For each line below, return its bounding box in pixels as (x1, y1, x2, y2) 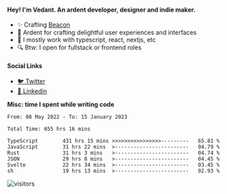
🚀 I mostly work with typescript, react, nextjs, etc (17, 36, 156, 44)
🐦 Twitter (17, 77, 46, 86)
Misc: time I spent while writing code (7, 100, 115, 109)
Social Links (7, 62, 43, 70)
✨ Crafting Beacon (17, 21, 71, 29)
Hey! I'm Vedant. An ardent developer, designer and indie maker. (7, 5, 196, 14)
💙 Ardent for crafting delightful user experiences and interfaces (17, 28, 197, 37)
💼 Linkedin (17, 87, 47, 95)
